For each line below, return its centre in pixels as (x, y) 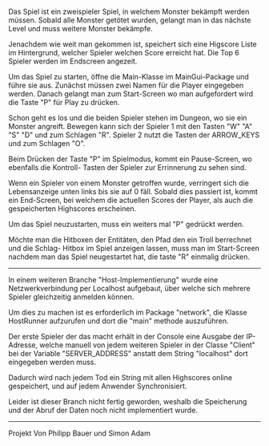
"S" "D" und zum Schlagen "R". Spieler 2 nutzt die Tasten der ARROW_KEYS (134, 135)
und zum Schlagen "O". (47, 143)
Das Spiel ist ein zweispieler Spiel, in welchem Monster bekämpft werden (129, 12)
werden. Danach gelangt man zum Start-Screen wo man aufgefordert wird (131, 94)
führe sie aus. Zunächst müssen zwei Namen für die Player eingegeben (126, 85)
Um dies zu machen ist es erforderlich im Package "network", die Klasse (128, 312)
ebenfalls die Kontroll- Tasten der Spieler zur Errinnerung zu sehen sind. (127, 167)
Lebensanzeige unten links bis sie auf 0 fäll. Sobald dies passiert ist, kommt (133, 191)
